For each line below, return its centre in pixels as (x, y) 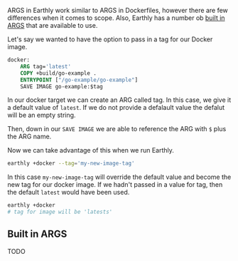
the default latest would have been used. (69, 193)
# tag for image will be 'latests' (60, 212)
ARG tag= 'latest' (46, 66)
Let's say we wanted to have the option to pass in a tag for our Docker (110, 39)
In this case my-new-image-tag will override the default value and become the (119, 177)
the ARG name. (29, 137)
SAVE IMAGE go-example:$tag (61, 86)
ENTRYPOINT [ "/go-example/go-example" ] (79, 80)
